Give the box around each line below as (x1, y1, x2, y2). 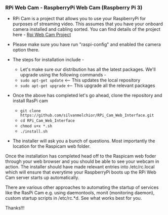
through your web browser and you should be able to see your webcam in (5, 158, 159, 164)
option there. (12, 47, 39, 53)
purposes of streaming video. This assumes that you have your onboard (12, 21, 163, 27)
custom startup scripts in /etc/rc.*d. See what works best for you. (5, 195, 142, 201)
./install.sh (20, 129, 48, 134)
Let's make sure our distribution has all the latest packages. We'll (20, 66, 156, 72)
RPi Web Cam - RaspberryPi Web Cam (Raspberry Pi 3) (5, 4, 143, 11)
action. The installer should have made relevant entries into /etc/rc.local (5, 164, 155, 170)
